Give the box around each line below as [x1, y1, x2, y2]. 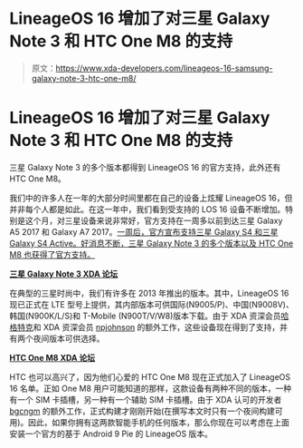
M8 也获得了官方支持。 [9, 248, 96, 259]
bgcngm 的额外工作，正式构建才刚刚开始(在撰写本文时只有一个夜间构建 [9, 405, 276, 416]
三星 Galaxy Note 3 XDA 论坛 [9, 268, 118, 279]
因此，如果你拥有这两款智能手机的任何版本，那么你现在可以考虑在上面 [28, 416, 290, 427]
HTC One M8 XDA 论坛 [9, 352, 96, 363]
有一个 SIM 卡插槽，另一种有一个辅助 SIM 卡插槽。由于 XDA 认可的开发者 [9, 394, 282, 404]
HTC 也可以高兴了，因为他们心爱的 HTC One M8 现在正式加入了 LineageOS [9, 371, 291, 382]
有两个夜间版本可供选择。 [9, 333, 105, 344]
